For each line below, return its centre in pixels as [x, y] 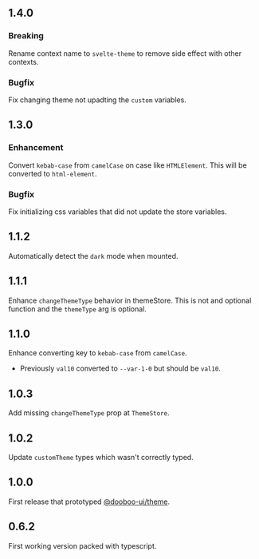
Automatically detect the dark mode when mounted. [93, 256]
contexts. [24, 61]
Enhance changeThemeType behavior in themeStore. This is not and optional [130, 300]
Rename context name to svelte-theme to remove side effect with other [125, 53]
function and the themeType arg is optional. [78, 309]
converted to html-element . [53, 173]
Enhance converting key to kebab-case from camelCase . [98, 353]
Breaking [26, 36]
